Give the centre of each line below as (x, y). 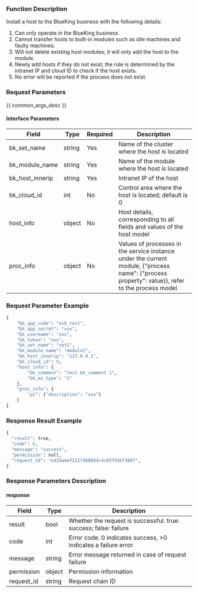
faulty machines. (35, 45)
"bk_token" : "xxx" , (41, 340)
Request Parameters (36, 92)
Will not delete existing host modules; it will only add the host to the (96, 52)
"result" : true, (31, 438)
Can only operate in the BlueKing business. (67, 33)
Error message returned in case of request (128, 555)
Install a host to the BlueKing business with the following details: (84, 22)
